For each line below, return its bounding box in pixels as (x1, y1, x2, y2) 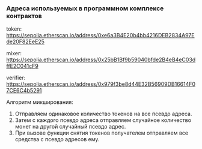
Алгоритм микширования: (6, 99, 73, 106)
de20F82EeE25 (6, 38, 45, 46)
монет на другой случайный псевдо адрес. (14, 123, 126, 130)
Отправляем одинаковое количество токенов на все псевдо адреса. (14, 110, 192, 118)
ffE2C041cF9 (6, 62, 39, 70)
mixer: (6, 50, 22, 57)
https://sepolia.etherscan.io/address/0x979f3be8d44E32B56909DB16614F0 (6, 81, 196, 88)
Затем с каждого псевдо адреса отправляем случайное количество (14, 117, 191, 124)
